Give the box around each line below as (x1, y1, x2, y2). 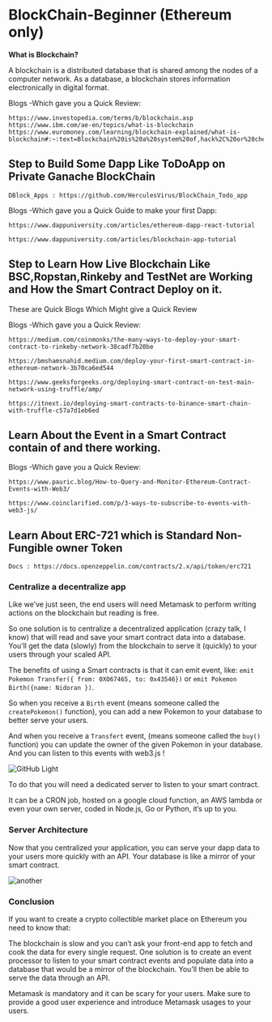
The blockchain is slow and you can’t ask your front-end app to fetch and (8, 939, 253, 948)
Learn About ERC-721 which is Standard (8, 528, 214, 542)
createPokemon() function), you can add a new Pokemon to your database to (8, 707, 263, 717)
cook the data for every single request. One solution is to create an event (8, 947, 252, 957)
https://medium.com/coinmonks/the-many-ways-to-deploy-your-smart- (8, 335, 241, 343)
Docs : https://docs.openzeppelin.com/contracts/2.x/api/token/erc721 (8, 563, 252, 571)
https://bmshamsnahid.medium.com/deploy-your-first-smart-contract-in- (8, 356, 255, 365)
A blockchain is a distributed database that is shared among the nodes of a (8, 65, 258, 75)
